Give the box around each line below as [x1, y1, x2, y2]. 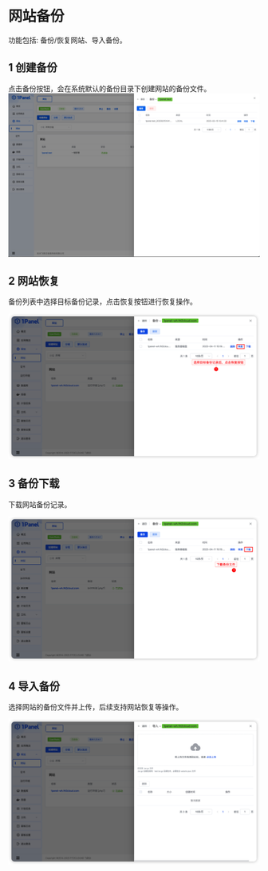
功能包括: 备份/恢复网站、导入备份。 [8, 35, 128, 45]
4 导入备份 [8, 679, 61, 693]
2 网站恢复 [8, 274, 60, 288]
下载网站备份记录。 [8, 499, 72, 509]
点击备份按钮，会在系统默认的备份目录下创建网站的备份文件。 [8, 83, 211, 93]
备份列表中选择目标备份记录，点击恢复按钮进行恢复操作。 [8, 297, 197, 306]
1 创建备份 [8, 61, 58, 74]
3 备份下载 [8, 477, 60, 490]
